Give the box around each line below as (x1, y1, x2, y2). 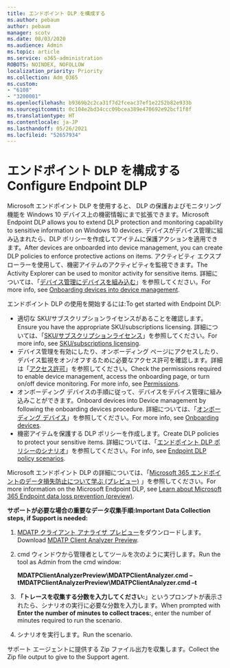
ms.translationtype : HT (7, 112, 76, 119)
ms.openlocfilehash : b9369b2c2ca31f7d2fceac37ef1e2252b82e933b (7, 100, 192, 107)
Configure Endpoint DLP (7, 178, 148, 194)
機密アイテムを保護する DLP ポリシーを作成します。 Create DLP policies (16, 430, 220, 438)
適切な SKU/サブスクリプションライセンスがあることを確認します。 (16, 314, 207, 323)
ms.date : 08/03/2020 (7, 36, 67, 43)
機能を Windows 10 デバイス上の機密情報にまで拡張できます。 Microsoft (7, 210, 209, 219)
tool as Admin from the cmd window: (16, 558, 122, 566)
